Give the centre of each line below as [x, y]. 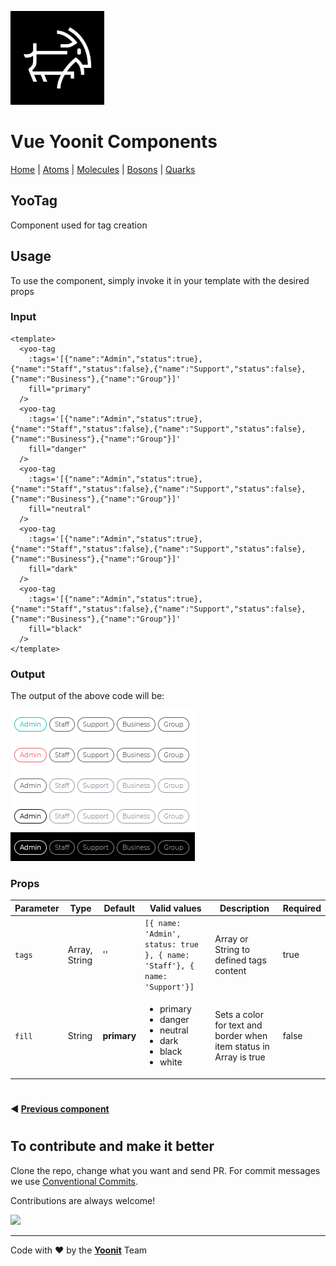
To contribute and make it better [112, 1146]
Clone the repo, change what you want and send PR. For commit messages [165, 1170]
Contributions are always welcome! [83, 1200]
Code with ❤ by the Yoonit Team [79, 1250]
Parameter [37, 908]
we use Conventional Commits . [74, 1181]
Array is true [240, 1057]
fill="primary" [60, 389]
